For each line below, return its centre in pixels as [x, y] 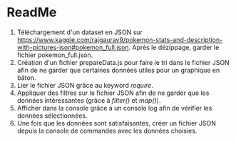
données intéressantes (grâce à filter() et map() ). [89, 100]
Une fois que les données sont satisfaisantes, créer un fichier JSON [117, 123]
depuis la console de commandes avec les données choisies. [107, 131]
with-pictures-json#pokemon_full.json [73, 47]
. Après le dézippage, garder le [174, 47]
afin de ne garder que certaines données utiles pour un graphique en [118, 70]
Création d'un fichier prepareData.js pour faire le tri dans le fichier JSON [123, 62]
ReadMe [32, 12]
